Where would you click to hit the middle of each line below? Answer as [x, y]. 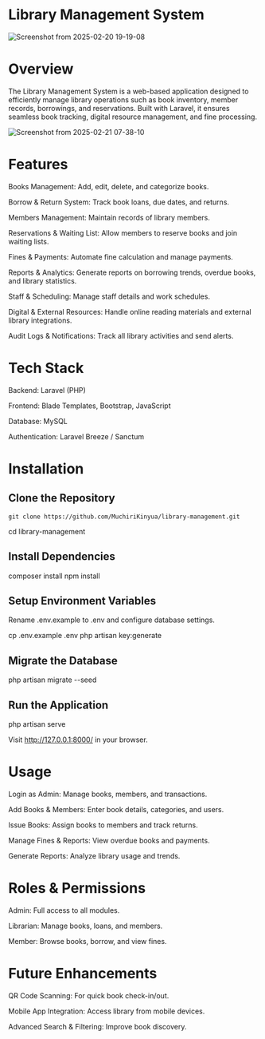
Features [38, 165]
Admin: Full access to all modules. [64, 910]
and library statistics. [43, 280]
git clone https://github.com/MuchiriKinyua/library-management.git [124, 517]
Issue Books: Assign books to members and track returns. [103, 825]
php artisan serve [37, 724]
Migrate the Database [63, 660]
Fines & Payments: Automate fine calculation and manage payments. [121, 256]
